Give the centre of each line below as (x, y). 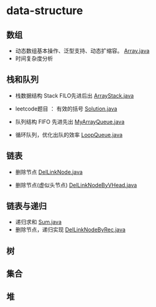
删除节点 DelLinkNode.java (49, 172)
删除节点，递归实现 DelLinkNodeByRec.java (70, 230)
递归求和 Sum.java (38, 222)
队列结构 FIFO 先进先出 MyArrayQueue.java (70, 122)
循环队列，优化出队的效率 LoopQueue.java (69, 134)
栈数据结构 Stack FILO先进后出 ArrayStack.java (74, 95)
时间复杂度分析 (34, 58)
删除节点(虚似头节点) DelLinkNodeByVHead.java (76, 185)
